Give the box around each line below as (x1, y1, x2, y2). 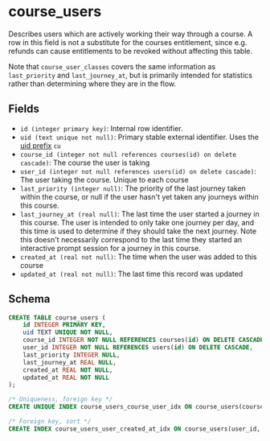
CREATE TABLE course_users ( (8, 313, 106, 322)
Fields (8, 102, 40, 116)
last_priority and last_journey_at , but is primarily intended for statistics (8, 70, 253, 80)
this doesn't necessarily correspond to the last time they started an (19, 234, 243, 244)
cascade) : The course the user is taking (19, 158, 150, 167)
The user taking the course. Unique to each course (19, 175, 189, 184)
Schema (8, 292, 51, 306)
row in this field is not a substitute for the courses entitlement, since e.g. (8, 37, 247, 47)
